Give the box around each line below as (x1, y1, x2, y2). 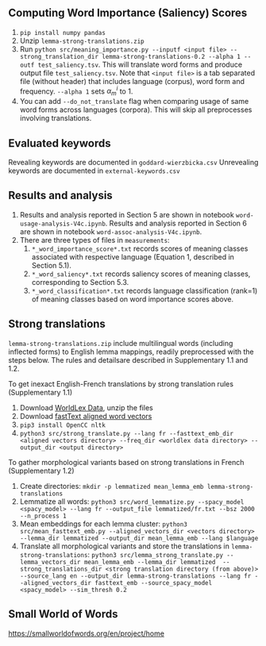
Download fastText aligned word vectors (19, 411, 152, 421)
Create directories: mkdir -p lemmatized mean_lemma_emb (19, 481, 204, 490)
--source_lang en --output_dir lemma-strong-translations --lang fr (19, 571, 252, 580)
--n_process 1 (19, 512, 67, 520)
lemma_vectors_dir (19, 558, 81, 566)
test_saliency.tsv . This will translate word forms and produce (37, 60, 243, 69)
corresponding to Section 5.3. (31, 277, 129, 286)
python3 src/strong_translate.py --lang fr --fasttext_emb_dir (19, 429, 234, 437)
